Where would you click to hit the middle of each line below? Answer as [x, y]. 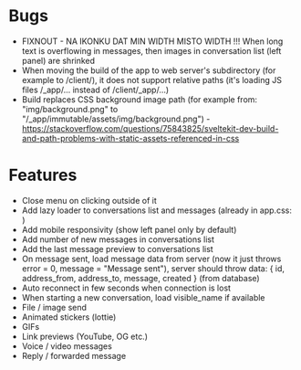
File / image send [54, 307]
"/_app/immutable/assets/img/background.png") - [116, 119]
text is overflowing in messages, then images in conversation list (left [151, 50]
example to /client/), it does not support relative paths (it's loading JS [151, 79]
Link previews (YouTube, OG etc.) [84, 336]
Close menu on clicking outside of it [89, 200]
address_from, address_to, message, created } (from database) [141, 278]
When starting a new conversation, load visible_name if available [143, 297]
